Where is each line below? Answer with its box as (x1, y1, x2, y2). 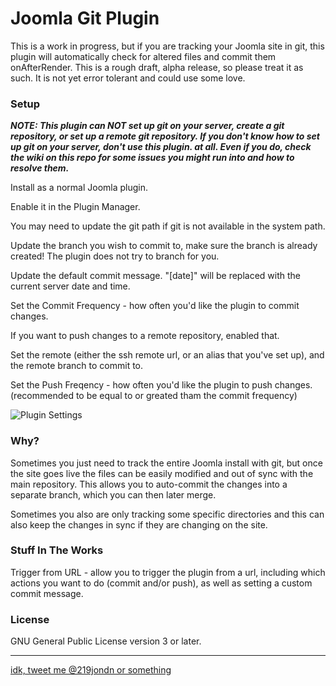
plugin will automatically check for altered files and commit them (10, 50, 277, 62)
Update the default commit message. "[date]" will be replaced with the (10, 270, 302, 282)
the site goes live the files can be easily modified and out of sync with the (10, 467, 314, 479)
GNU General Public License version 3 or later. (10, 635, 202, 647)
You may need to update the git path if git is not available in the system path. (10, 220, 326, 232)
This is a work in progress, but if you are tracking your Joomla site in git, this (10, 40, 325, 52)
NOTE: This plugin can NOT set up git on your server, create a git (10, 120, 285, 132)
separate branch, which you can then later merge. (10, 488, 217, 501)
